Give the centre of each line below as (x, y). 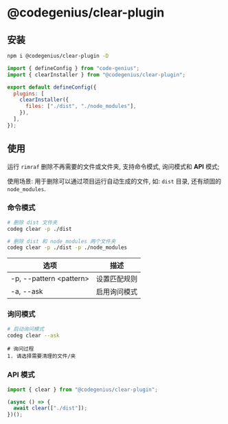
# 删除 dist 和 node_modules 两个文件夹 (61, 241)
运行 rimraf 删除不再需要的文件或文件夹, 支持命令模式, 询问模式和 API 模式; (113, 166)
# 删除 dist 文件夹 (32, 222)
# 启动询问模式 (26, 329)
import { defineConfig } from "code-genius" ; (73, 68)
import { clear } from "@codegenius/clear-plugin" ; (82, 390)
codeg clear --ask (33, 335)
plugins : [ (29, 93)
